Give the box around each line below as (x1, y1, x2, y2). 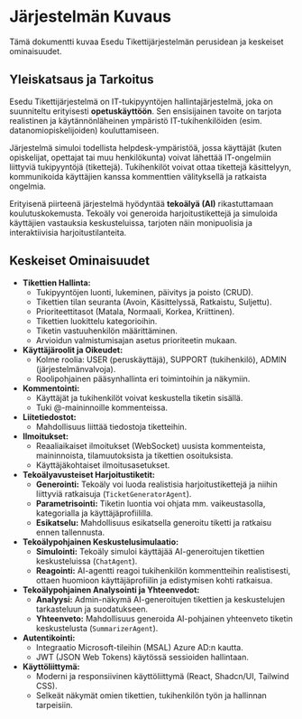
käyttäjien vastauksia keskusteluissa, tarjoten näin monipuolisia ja (9, 217, 252, 228)
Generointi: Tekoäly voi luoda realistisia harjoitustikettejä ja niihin (35, 479, 278, 490)
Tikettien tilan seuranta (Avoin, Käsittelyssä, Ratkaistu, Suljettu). (35, 296, 272, 307)
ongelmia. (9, 181, 47, 191)
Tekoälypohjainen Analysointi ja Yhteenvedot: (22, 584, 200, 595)
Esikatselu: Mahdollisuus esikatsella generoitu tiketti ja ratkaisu (35, 517, 272, 528)
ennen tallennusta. (35, 527, 105, 537)
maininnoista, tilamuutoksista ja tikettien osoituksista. (35, 450, 233, 461)
